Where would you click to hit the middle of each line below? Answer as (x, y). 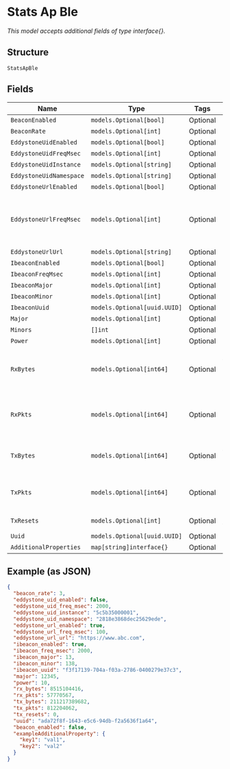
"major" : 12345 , (36, 676)
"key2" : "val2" (41, 746)
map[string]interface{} (129, 547)
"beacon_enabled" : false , (50, 727)
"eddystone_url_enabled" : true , (60, 625)
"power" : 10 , (32, 683)
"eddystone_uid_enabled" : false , (61, 600)
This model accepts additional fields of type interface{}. (86, 31)
